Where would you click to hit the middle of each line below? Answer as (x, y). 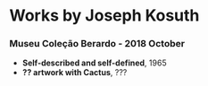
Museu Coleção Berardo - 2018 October (97, 44)
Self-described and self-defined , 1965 (94, 63)
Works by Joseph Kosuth (104, 16)
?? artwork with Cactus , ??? (75, 73)
